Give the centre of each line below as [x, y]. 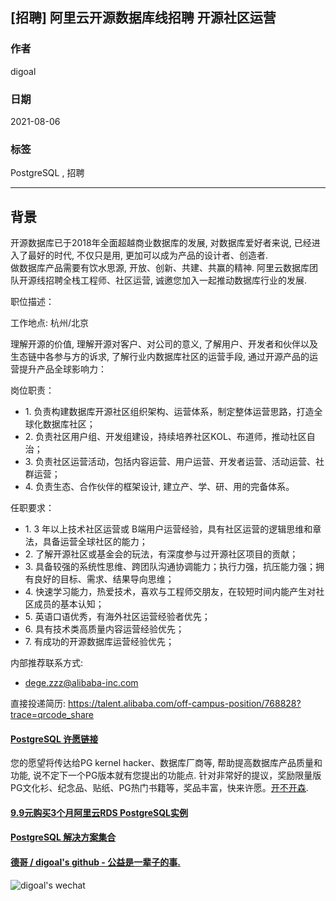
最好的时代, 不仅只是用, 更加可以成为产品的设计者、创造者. [147, 255]
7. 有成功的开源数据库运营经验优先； [99, 642]
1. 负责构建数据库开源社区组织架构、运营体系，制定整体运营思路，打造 [169, 412]
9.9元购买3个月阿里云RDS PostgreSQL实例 [99, 812]
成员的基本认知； [69, 604]
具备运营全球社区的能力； [95, 542]
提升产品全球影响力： [62, 369]
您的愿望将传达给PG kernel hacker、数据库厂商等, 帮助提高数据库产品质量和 [166, 763]
